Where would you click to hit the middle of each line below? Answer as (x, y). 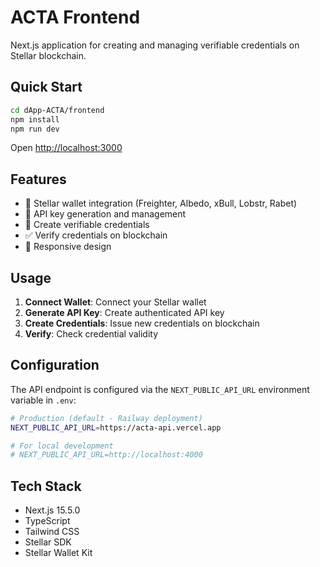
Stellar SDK (48, 542)
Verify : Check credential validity (91, 334)
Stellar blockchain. (48, 55)
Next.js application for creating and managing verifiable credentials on (155, 45)
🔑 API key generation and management (105, 214)
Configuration (55, 365)
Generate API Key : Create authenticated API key (124, 312)
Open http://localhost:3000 (66, 148)
